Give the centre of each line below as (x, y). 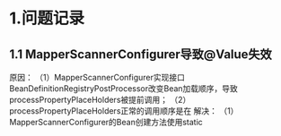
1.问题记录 (47, 18)
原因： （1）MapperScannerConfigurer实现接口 (97, 77)
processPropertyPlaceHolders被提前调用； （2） (100, 100)
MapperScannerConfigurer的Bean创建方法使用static (106, 122)
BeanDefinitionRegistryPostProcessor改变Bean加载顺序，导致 (123, 89)
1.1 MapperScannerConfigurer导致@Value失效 (140, 54)
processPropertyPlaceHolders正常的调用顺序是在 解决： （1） (124, 111)
